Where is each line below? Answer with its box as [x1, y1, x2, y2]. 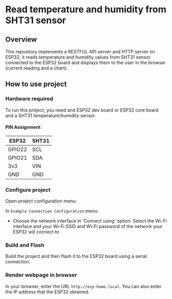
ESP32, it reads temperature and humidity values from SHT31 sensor [5, 54, 150, 60]
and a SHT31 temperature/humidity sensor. [5, 112, 96, 119]
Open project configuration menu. [5, 198, 77, 204]
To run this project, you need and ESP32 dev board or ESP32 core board [5, 107, 159, 113]
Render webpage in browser [5, 271, 78, 278]
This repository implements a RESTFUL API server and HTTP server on [5, 49, 156, 54]
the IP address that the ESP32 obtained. [5, 289, 90, 295]
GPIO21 [8, 154, 27, 161]
